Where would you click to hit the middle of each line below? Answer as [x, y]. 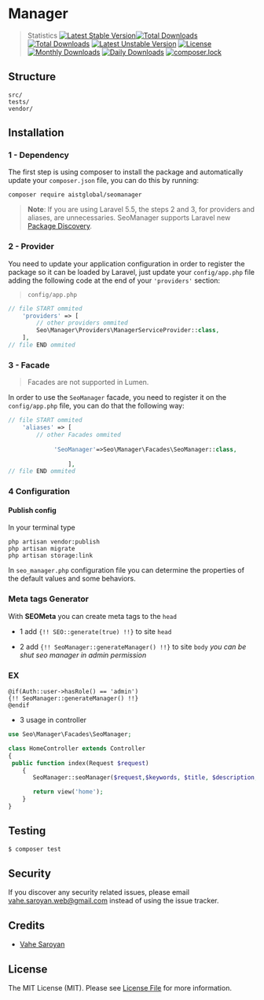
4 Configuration [39, 492]
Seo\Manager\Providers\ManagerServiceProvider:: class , [128, 331]
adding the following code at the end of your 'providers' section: [114, 280]
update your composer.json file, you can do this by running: [103, 181]
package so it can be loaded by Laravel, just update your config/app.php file [132, 272]
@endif [19, 705]
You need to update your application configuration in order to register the [126, 263]
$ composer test [35, 849]
